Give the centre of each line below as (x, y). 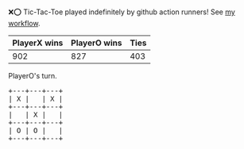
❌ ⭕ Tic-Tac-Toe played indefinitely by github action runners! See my (122, 12)
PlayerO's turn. (33, 76)
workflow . (24, 23)
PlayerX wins (38, 43)
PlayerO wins (97, 43)
